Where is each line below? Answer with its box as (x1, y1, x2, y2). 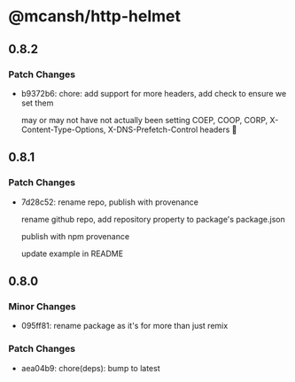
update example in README (20, 248, 124, 259)
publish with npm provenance (20, 230, 130, 241)
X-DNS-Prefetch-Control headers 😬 (107, 124, 237, 135)
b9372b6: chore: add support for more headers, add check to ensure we (20, 88, 287, 98)
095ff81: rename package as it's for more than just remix (20, 321, 229, 331)
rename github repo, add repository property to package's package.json (20, 214, 285, 224)
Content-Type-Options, (20, 124, 106, 135)
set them (20, 97, 54, 108)
